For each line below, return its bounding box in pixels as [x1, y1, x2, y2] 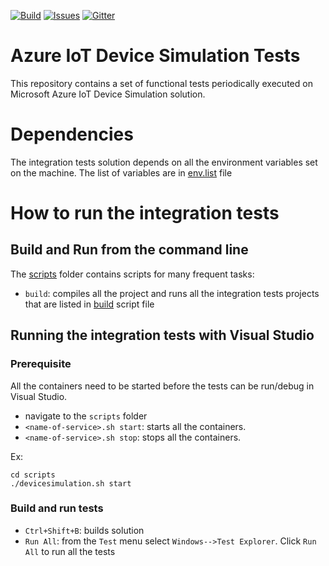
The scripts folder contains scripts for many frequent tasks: [10, 268, 255, 280]
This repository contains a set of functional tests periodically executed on [10, 77, 313, 89]
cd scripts [10, 470, 56, 480]
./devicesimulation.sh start [10, 478, 132, 489]
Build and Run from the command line [10, 241, 249, 259]
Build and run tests [10, 501, 104, 515]
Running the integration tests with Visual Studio [10, 327, 315, 344]
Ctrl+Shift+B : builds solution [24, 524, 145, 536]
